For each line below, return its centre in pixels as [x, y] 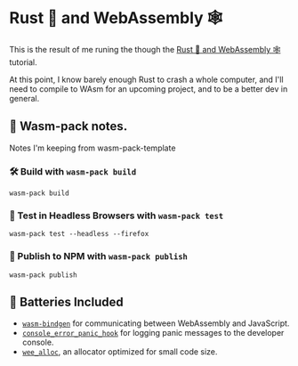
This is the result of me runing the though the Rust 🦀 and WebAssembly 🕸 [145, 49]
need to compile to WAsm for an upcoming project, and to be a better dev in [149, 89]
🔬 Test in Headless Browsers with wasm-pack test [117, 216]
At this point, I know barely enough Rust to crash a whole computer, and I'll [146, 79]
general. [24, 98]
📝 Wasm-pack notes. [68, 126]
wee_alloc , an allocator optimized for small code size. [120, 352]
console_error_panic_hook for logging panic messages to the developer [153, 333]
